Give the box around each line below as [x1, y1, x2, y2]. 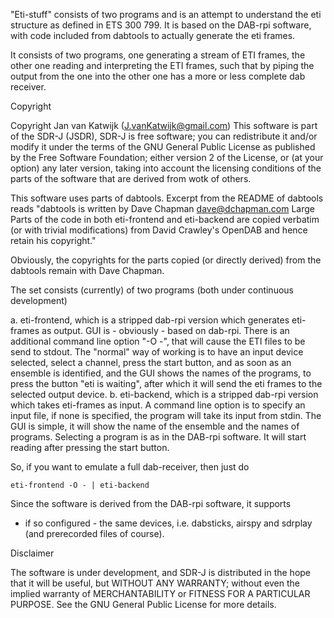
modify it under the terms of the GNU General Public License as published [10, 141, 316, 153]
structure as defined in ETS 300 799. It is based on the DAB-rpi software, [10, 19, 312, 31]
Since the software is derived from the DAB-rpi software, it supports [10, 498, 292, 509]
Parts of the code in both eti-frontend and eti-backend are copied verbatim [10, 214, 320, 225]
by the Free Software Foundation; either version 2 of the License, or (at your [10, 152, 324, 163]
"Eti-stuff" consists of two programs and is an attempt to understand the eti [10, 9, 322, 20]
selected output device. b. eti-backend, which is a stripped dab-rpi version [10, 389, 319, 400]
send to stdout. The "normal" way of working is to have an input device [10, 346, 304, 358]
